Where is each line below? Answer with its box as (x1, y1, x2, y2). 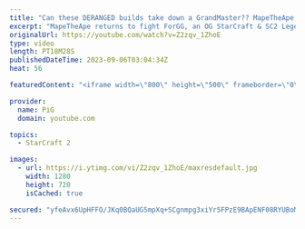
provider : (9, 96, 47, 105)
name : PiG (17, 105, 54, 114)
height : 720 (25, 180, 71, 189)
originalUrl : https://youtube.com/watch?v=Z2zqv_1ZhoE (9, 30, 221, 39)
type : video (9, 38, 54, 48)
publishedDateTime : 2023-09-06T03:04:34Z (9, 55, 169, 65)
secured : (9, 205, 43, 214)
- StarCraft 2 (17, 138, 71, 148)
